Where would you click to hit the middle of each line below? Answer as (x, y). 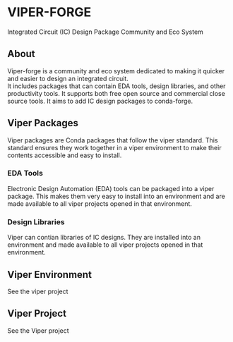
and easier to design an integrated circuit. (68, 78)
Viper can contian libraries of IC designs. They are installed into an (104, 238)
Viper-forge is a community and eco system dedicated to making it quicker (116, 71)
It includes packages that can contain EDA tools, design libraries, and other (116, 86)
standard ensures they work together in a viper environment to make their (114, 147)
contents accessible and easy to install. (65, 155)
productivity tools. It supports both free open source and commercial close (116, 93)
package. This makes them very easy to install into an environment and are (116, 196)
